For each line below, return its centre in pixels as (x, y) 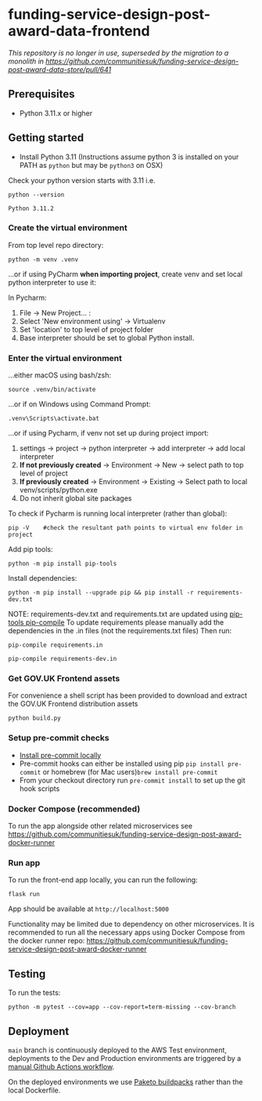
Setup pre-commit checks (59, 738)
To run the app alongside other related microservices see (100, 826)
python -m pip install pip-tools (63, 564)
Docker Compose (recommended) (74, 808)
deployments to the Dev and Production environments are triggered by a (125, 1058)
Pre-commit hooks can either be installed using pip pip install (122, 764)
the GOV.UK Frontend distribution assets (73, 704)
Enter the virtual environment (65, 358)
